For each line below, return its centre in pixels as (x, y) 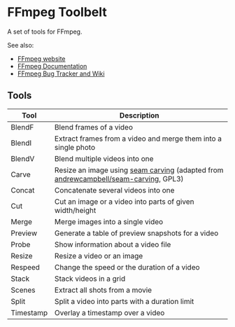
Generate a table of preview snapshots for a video (137, 233)
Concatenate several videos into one (115, 190)
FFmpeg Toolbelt (57, 12)
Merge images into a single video (109, 221)
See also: (21, 45)
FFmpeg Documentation (52, 66)
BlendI (21, 143)
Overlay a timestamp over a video (110, 312)
